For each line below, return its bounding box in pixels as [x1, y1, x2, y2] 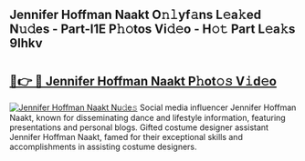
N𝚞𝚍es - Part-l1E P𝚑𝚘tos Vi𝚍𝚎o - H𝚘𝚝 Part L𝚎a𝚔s [9, 22, 296, 37]
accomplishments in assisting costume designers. [9, 141, 198, 152]
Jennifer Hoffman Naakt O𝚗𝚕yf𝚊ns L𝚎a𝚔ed [9, 7, 262, 23]
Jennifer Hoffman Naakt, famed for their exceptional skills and [9, 132, 244, 142]
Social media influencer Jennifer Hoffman [140, 102, 297, 113]
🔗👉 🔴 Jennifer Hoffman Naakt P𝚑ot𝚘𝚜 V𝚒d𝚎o [9, 73, 277, 89]
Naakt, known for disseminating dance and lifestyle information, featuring [9, 113, 286, 123]
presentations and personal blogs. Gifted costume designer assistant [9, 122, 269, 133]
